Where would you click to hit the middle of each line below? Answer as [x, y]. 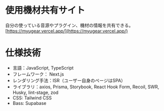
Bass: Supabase [29, 103]
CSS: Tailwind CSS [32, 98]
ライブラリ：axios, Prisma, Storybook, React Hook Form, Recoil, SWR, [86, 87]
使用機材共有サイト [45, 10]
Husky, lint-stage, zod [35, 92]
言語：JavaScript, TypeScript [43, 68]
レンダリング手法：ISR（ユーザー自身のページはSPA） [69, 80]
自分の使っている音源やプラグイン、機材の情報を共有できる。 [69, 25]
